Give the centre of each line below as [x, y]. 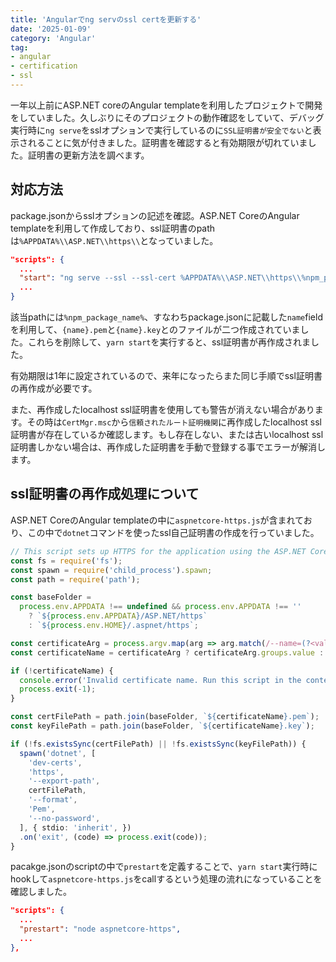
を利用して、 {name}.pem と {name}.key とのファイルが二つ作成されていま [155, 330]
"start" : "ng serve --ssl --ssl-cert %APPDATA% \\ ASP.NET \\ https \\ [160, 278]
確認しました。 [41, 892]
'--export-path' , [64, 781]
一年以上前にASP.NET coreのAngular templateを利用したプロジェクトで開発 [166, 105]
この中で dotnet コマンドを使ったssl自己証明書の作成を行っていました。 [173, 532]
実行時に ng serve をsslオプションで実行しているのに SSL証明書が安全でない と [161, 130]
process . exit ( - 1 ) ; [58, 689]
